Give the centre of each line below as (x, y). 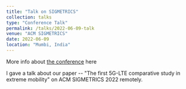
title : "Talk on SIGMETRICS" (42, 12)
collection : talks (29, 17)
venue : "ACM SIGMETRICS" (37, 34)
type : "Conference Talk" (37, 23)
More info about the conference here (52, 61)
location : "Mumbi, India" (38, 45)
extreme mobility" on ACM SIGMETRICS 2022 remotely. (75, 79)
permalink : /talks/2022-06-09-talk (50, 28)
